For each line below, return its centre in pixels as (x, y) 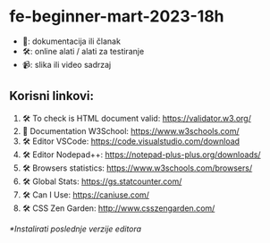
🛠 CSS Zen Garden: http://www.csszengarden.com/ (118, 208)
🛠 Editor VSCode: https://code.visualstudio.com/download (131, 141)
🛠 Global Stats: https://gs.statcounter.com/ (102, 181)
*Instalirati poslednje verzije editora (75, 229)
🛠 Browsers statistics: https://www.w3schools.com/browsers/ (137, 168)
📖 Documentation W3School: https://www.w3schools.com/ (131, 130)
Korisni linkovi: (51, 96)
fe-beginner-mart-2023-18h (117, 17)
